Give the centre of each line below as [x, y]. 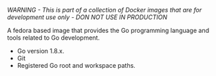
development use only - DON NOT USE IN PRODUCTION [87, 17]
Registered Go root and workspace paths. [76, 65]
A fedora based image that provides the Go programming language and [108, 30]
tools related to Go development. [53, 38]
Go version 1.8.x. [41, 51]
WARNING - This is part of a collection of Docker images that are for [105, 10]
